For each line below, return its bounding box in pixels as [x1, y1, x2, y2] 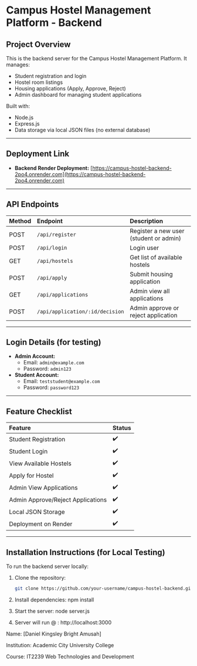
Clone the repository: [14, 574, 66, 582]
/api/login [37, 244, 67, 251]
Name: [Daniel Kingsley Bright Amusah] [6, 630, 101, 637]
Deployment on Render [9, 520, 73, 528]
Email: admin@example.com [23, 359, 84, 366]
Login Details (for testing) [6, 337, 101, 347]
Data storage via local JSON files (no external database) [14, 127, 151, 133]
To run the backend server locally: [6, 563, 89, 570]
